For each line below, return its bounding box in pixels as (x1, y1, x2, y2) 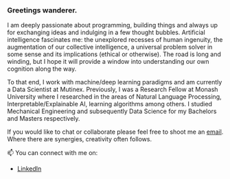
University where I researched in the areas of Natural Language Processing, (7, 93, 222, 101)
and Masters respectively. (7, 115, 80, 123)
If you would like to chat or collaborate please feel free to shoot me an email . (7, 128, 224, 136)
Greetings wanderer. (7, 5, 78, 15)
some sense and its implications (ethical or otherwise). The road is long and (7, 50, 221, 58)
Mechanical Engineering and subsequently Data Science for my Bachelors (7, 107, 217, 115)
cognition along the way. (7, 64, 77, 73)
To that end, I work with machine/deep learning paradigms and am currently (7, 78, 222, 86)
